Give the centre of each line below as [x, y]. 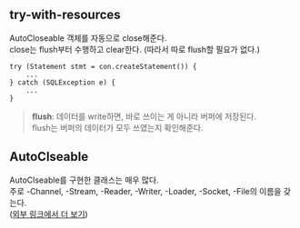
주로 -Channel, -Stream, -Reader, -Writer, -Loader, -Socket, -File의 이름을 [145, 191]
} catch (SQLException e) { [63, 82]
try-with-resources [65, 15]
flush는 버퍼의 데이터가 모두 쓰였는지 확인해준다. [117, 127]
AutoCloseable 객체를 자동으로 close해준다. [88, 38]
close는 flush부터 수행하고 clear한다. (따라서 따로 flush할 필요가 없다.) [135, 49]
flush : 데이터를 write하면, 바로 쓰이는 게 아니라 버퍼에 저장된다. [144, 116]
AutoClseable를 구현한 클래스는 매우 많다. [84, 180]
